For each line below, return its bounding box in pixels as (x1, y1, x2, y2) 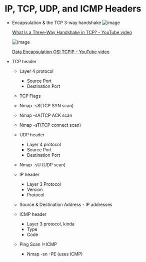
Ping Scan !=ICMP (19, 241, 57, 247)
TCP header (11, 58, 37, 64)
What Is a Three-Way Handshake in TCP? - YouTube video (11, 29, 132, 35)
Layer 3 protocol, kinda (26, 221, 74, 227)
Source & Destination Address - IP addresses (19, 201, 112, 207)
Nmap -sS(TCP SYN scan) (19, 102, 74, 108)
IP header (19, 171, 39, 177)
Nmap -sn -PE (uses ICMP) (26, 251, 83, 257)
